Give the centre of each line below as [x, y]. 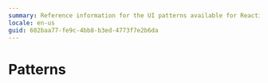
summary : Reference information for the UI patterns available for [123, 15]
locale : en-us [32, 23]
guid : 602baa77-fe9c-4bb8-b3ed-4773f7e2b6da [83, 30]
